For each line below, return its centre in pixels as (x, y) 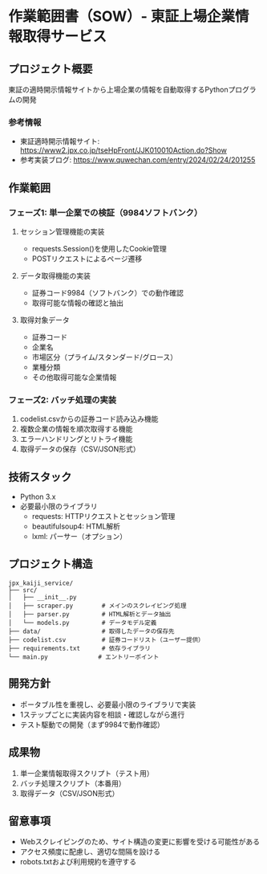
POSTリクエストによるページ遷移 (87, 259)
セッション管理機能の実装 (62, 231)
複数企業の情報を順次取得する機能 (76, 429)
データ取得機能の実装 (55, 276)
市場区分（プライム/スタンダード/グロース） (105, 357)
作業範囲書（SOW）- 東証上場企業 (122, 16)
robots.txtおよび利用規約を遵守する (78, 862)
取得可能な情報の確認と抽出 (78, 303)
